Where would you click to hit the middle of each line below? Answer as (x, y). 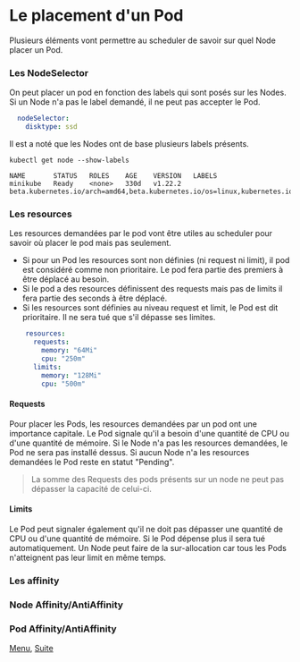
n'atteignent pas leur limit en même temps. (88, 557)
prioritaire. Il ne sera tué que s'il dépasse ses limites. (119, 318)
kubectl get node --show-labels (69, 160)
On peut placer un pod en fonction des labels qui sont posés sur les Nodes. (148, 93)
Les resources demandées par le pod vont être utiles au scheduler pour (141, 233)
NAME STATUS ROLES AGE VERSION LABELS (113, 175)
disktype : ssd (51, 127)
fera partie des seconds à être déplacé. (95, 298)
